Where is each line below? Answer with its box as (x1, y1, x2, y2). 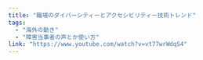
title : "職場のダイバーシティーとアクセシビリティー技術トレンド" (8, 11, 197, 19)
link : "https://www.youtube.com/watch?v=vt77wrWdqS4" (8, 41, 188, 48)
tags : (8, 19, 26, 26)
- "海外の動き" (15, 26, 59, 34)
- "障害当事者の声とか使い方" (15, 33, 100, 41)
